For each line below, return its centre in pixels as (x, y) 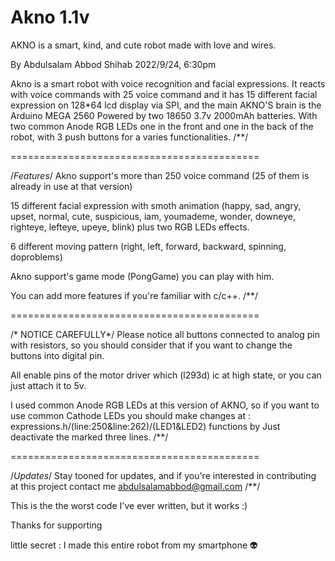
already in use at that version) (71, 186)
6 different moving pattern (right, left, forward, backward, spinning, (148, 246)
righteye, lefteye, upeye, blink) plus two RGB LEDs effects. (130, 227)
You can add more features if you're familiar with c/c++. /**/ (134, 295)
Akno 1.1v (50, 17)
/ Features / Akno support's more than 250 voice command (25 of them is (160, 175)
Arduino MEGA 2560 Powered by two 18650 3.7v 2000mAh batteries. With (164, 115)
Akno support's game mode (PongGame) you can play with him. (142, 276)
